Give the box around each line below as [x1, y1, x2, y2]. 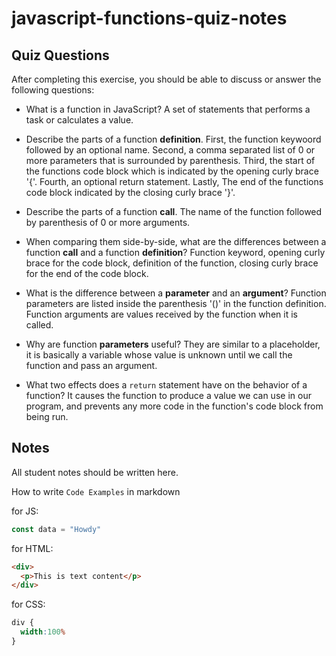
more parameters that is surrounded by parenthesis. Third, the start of [25, 155, 316, 166]
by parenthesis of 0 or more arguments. [25, 217, 191, 228]
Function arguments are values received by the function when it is [25, 308, 298, 320]
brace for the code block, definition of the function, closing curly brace [25, 257, 319, 269]
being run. [25, 411, 69, 422]
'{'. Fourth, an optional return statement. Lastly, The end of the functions [25, 176, 324, 187]
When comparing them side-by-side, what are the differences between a [25, 236, 327, 247]
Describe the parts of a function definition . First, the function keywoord [25, 133, 322, 145]
